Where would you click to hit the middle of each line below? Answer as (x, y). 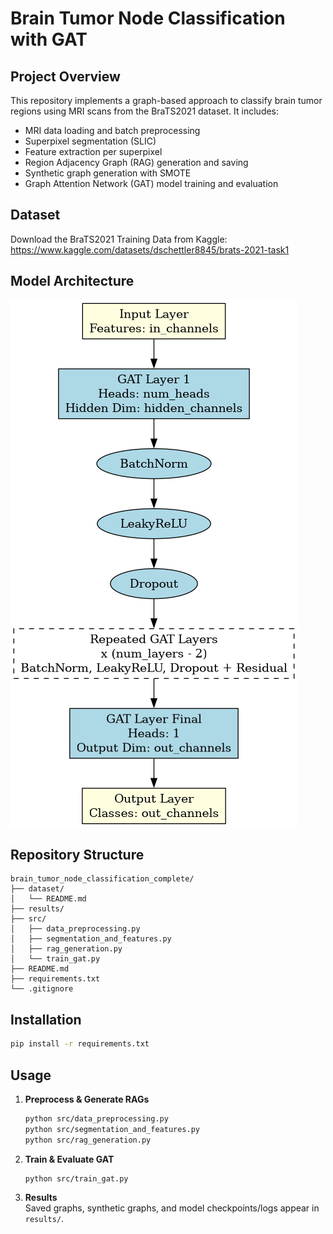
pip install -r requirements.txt (80, 1044)
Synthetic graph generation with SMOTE (108, 173)
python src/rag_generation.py (88, 1140)
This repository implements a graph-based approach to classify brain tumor (166, 100)
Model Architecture (72, 281)
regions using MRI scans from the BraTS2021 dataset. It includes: (145, 111)
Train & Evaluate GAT (69, 1159)
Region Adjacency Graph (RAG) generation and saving (136, 162)
